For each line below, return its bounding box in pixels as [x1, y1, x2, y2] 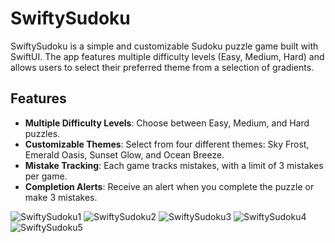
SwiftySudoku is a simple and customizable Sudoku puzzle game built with [10, 40, 319, 52]
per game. [24, 170, 68, 182]
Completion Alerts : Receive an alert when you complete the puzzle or [24, 180, 315, 192]
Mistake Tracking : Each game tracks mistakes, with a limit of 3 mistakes [24, 159, 324, 171]
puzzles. [24, 127, 61, 139]
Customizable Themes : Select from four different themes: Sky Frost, [24, 138, 310, 150]
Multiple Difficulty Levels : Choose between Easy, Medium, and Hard [24, 117, 310, 129]
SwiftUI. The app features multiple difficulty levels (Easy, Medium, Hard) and [10, 50, 325, 62]
